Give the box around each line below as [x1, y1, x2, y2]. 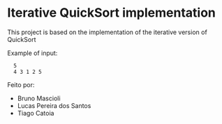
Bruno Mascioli [17, 94, 61, 102]
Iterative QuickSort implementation [7, 5, 216, 21]
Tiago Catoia [17, 109, 54, 117]
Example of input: [7, 49, 58, 57]
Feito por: [7, 80, 35, 88]
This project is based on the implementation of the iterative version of [7, 28, 207, 36]
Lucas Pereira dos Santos [17, 101, 91, 109]
